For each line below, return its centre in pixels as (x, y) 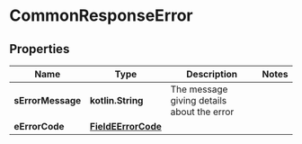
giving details (199, 100)
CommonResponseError (101, 16)
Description (212, 74)
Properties (40, 49)
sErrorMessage (48, 100)
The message (199, 89)
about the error (202, 112)
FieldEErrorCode (125, 126)
